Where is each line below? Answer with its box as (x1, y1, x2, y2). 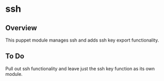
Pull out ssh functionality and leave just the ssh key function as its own (5, 65, 155, 72)
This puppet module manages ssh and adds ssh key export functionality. (5, 37, 159, 43)
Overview (5, 24, 38, 32)
